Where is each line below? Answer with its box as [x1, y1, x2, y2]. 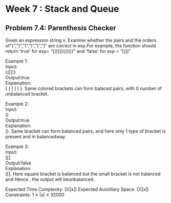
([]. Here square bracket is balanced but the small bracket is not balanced [5, 171, 161, 177]
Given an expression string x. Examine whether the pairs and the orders [5, 37, 157, 43]
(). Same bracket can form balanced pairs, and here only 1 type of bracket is [5, 128, 166, 134]
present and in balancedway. [5, 134, 67, 139]
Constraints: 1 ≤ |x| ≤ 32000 [5, 192, 65, 198]
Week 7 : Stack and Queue [5, 3, 119, 15]
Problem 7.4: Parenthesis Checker [5, 24, 116, 32]
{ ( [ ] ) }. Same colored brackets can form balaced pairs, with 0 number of [5, 85, 162, 91]
